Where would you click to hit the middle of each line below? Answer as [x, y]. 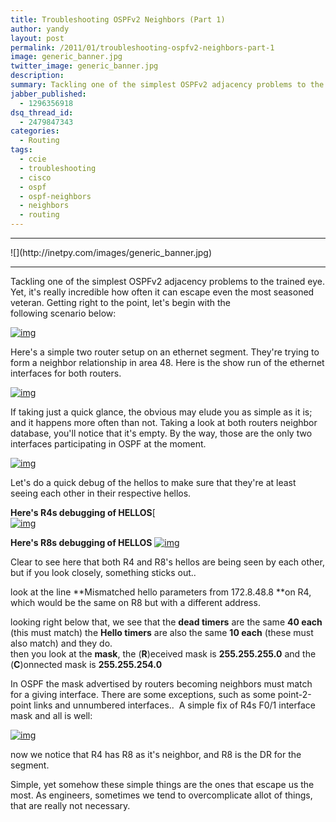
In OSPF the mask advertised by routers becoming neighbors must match [161, 684]
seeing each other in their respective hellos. [101, 493]
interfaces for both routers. [66, 373]
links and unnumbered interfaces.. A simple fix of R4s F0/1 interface [174, 705]
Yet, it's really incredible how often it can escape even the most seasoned [162, 292]
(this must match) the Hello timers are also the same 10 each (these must [162, 632]
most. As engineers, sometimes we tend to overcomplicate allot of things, [161, 795]
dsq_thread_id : [42, 112]
